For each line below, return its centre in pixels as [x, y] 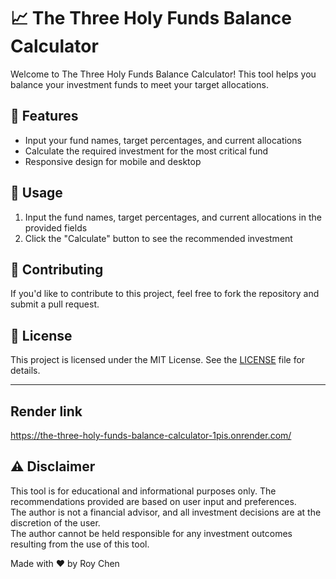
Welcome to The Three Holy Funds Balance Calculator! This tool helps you [163, 74]
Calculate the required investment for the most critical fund [146, 151]
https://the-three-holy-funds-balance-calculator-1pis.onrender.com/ [151, 435]
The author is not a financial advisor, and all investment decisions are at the [166, 512]
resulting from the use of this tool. [80, 544]
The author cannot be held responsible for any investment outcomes [151, 533]
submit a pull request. [55, 304]
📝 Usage [36, 193]
